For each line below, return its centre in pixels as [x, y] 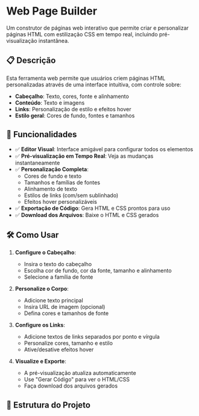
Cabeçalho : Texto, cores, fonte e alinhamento [72, 96]
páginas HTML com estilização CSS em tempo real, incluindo [82, 34]
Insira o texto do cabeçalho [58, 264]
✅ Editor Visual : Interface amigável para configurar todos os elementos [104, 149]
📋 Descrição [31, 61]
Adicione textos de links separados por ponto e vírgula [92, 337]
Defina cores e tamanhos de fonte [66, 313]
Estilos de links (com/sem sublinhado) [71, 195]
